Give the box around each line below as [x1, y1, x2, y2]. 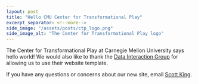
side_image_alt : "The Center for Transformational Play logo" [6, 31, 164, 37]
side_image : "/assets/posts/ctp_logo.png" [6, 25, 113, 31]
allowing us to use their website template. [6, 60, 109, 67]
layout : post [6, 8, 39, 15]
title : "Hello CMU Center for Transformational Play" [6, 14, 143, 20]
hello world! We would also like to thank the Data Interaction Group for [6, 53, 178, 60]
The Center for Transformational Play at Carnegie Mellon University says [6, 47, 185, 54]
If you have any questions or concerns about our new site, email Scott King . [6, 71, 193, 78]
